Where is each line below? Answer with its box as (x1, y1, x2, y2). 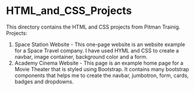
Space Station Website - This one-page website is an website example (14, 41, 186, 48)
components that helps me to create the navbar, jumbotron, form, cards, (14, 72, 189, 79)
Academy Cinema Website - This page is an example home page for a (14, 60, 183, 66)
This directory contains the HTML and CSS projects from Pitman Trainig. (6, 23, 180, 30)
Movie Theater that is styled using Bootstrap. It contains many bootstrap (14, 65, 189, 72)
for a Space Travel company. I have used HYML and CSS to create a (14, 47, 179, 54)
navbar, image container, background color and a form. (14, 53, 148, 60)
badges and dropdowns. (14, 78, 74, 85)
